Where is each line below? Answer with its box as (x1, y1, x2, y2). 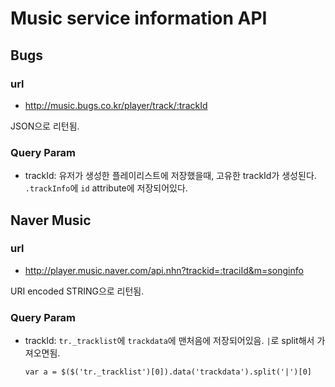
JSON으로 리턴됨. (10, 120, 80, 132)
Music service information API (10, 7, 268, 30)
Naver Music (10, 212, 92, 229)
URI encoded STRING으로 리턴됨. (10, 285, 145, 297)
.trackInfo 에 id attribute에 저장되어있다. (24, 182, 188, 194)
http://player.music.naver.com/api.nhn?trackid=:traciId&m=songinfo (24, 264, 304, 276)
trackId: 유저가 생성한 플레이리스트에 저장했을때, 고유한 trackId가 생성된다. (24, 170, 317, 182)
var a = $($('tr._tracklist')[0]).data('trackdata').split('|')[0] (24, 367, 312, 377)
